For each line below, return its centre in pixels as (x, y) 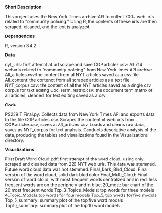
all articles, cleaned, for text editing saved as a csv (55, 95)
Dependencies (20, 36)
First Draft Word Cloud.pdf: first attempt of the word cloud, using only (74, 159)
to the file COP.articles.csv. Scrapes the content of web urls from (70, 119)
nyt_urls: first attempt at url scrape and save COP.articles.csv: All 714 (74, 64)
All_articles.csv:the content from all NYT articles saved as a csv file (72, 75)
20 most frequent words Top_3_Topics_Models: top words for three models (80, 190)
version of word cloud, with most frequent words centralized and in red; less (81, 180)
